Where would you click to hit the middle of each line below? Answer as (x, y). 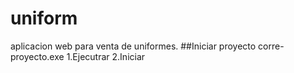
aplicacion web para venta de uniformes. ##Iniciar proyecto (133, 46)
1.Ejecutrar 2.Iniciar (106, 56)
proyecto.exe (37, 56)
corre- (271, 46)
